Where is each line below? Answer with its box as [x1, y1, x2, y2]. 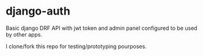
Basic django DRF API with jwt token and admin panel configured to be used [6, 24, 197, 32]
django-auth [6, 4, 71, 18]
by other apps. [6, 30, 43, 38]
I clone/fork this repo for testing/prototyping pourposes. [6, 43, 147, 50]
